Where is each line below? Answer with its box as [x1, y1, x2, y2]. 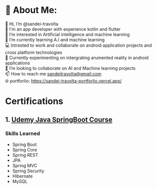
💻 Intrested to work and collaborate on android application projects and [5, 42, 152, 48]
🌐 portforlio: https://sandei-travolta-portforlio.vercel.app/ [5, 78, 122, 84]
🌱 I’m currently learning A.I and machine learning [5, 37, 105, 43]
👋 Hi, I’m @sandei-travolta [5, 21, 58, 27]
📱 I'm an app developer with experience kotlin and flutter [5, 26, 121, 32]
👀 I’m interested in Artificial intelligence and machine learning [5, 31, 130, 37]
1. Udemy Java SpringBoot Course [5, 115, 112, 124]
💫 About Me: [5, 4, 57, 16]
